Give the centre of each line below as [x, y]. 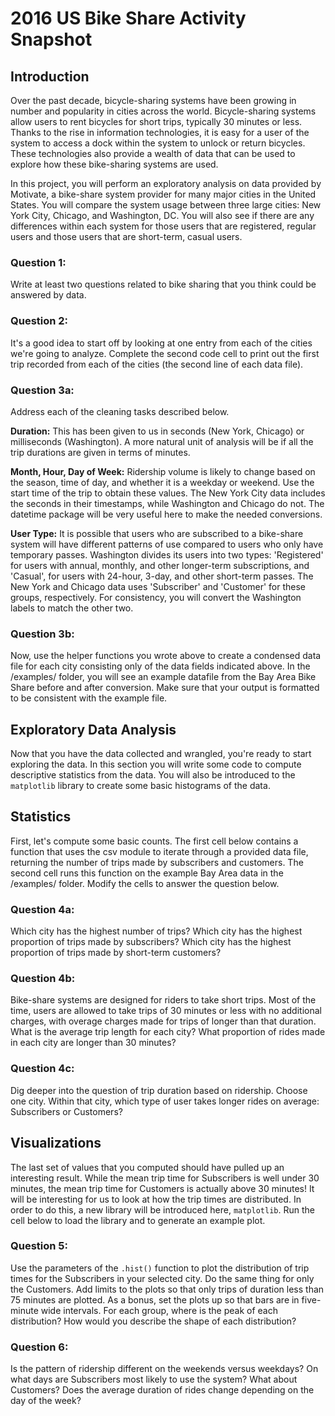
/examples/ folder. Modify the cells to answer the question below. [145, 883]
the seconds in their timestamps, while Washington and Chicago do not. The [167, 503]
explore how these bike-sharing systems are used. [114, 164]
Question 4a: [42, 909]
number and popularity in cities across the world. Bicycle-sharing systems [163, 111]
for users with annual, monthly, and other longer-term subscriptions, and [160, 565]
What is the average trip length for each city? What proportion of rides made [168, 1032]
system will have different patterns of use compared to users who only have [167, 544]
